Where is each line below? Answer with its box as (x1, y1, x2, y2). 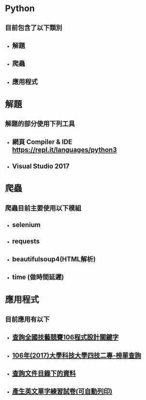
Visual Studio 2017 (12, 162, 70, 171)
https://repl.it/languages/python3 (12, 145, 117, 154)
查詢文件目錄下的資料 (12, 369, 76, 377)
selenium (12, 221, 41, 229)
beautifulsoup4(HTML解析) (12, 255, 96, 263)
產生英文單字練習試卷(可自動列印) (12, 387, 113, 396)
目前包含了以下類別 (5, 23, 62, 32)
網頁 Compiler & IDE (12, 138, 73, 146)
